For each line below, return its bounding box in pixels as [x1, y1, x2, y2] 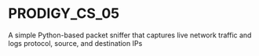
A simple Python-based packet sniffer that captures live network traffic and [8, 30, 252, 40]
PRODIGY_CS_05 [8, 5, 120, 23]
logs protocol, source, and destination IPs [8, 38, 143, 47]
